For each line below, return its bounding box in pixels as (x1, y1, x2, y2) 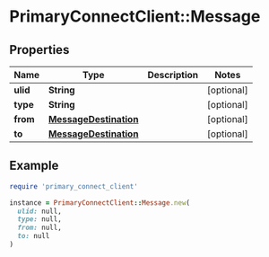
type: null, (17, 215, 63, 224)
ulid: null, (17, 207, 63, 216)
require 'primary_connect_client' (9, 182, 139, 191)
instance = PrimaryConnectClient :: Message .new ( (9, 198, 191, 208)
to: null (17, 232, 50, 241)
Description (147, 69, 199, 81)
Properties (9, 42, 70, 58)
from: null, (17, 223, 63, 233)
